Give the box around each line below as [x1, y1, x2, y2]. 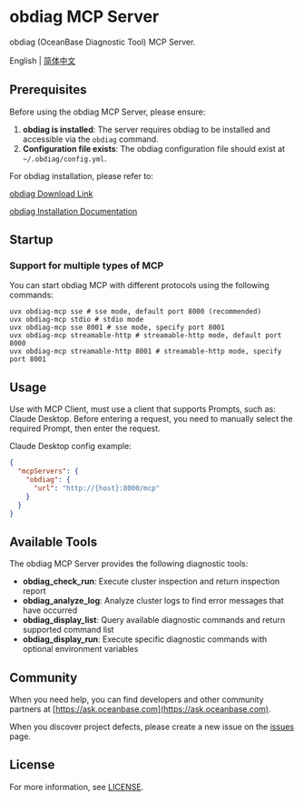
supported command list [22, 625, 114, 636]
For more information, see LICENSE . [9, 781, 144, 792]
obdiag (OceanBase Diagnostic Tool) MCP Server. [9, 36, 196, 47]
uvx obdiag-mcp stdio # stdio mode [9, 315, 144, 325]
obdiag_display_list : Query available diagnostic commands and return [22, 615, 286, 626]
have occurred [22, 605, 78, 616]
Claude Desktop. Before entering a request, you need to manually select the [9, 414, 293, 425]
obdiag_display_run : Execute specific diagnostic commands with [22, 634, 268, 645]
